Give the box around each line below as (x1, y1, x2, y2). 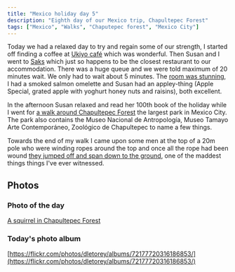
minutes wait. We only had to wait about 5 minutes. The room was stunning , (7, 72, 227, 81)
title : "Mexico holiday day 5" (7, 10, 99, 18)
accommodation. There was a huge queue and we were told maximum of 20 (7, 64, 228, 74)
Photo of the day (7, 200, 65, 210)
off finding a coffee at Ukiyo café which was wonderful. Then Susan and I (7, 50, 220, 58)
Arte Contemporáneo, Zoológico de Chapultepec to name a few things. (7, 123, 213, 132)
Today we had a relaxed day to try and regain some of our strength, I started (7, 43, 228, 51)
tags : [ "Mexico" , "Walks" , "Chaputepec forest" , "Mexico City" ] (7, 23, 199, 30)
